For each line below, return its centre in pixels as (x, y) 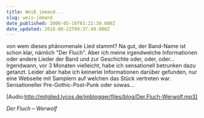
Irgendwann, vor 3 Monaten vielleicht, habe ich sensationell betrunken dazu (101, 66)
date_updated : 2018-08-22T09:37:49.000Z (58, 29)
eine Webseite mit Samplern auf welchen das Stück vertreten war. (89, 78)
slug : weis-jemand (29, 18)
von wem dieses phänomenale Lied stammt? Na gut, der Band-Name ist (96, 46)
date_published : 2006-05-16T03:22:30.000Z (61, 23)
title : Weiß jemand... (35, 12)
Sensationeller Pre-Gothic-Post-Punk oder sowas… (70, 85)
